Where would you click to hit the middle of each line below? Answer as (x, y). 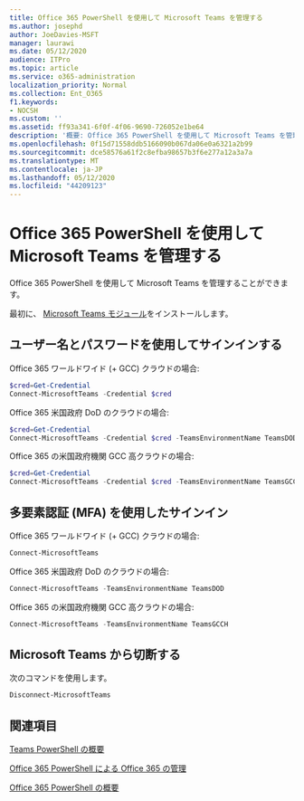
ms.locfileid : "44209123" (58, 186)
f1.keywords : (34, 102)
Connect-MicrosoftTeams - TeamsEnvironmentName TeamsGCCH (119, 624)
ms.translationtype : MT (54, 161)
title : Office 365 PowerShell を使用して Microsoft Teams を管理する (136, 18)
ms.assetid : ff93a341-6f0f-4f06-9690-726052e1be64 (107, 128)
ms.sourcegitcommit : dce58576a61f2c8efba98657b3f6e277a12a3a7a (131, 152)
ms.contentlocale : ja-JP (56, 169)
